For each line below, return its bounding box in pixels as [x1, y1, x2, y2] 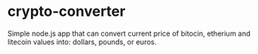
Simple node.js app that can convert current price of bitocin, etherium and [7, 29, 251, 38]
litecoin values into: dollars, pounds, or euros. [7, 37, 157, 46]
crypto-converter [7, 2, 126, 21]
